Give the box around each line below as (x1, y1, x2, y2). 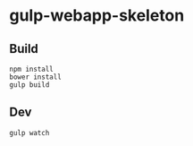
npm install (9, 64, 54, 73)
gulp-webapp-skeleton (9, 5, 185, 26)
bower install (9, 73, 63, 82)
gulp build (9, 81, 50, 90)
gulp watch (9, 128, 50, 137)
